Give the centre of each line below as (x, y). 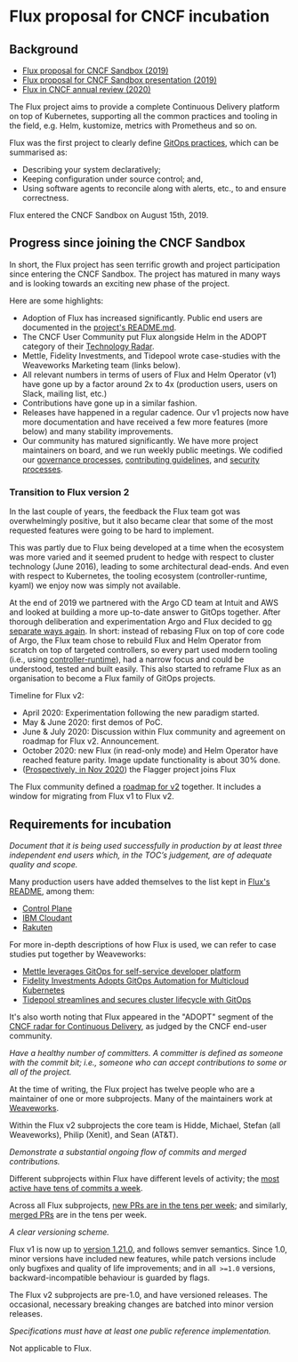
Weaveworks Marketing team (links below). (101, 365)
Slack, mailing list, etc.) (64, 393)
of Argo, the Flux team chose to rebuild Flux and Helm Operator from (135, 641)
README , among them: (52, 891)
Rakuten (37, 927)
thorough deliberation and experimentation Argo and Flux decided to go (141, 622)
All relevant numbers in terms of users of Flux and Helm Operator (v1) (149, 375)
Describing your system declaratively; (92, 169)
